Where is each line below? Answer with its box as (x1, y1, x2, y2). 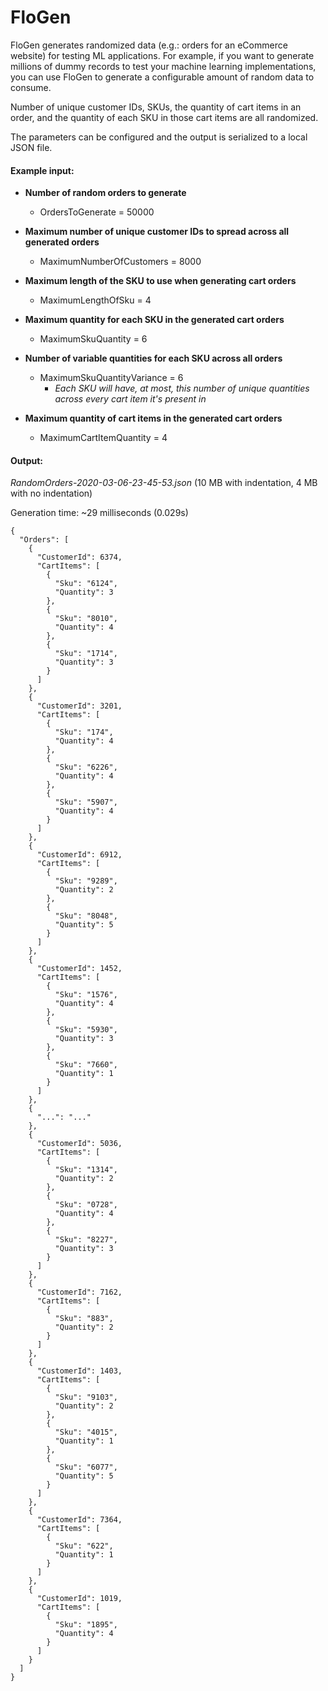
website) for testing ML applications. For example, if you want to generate (10, 49, 315, 61)
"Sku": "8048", (54, 911, 118, 921)
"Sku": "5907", (54, 797, 118, 808)
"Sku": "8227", (54, 1235, 118, 1245)
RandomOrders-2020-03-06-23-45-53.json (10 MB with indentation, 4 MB (10, 477, 318, 489)
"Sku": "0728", (54, 1200, 118, 1210)
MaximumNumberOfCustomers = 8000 (39, 256, 202, 268)
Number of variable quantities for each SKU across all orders (24, 352, 283, 365)
